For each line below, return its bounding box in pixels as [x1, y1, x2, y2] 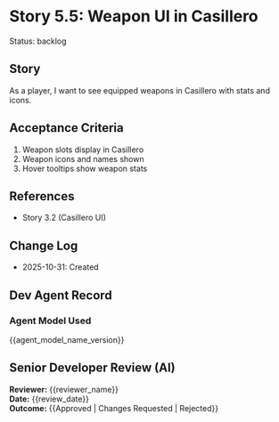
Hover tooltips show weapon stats [21, 163, 148, 174]
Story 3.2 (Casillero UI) [21, 212, 107, 223]
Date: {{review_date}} [9, 394, 89, 404]
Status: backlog [9, 36, 67, 46]
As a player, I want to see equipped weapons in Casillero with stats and [9, 85, 270, 95]
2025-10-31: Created [21, 262, 100, 272]
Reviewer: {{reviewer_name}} [9, 384, 119, 394]
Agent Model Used [9, 314, 92, 327]
